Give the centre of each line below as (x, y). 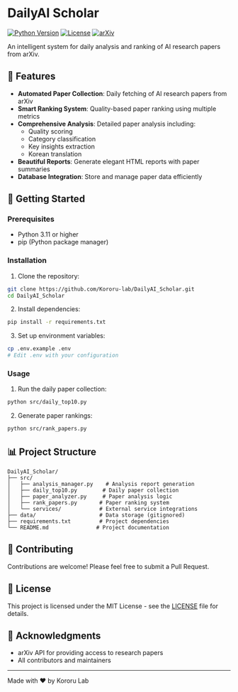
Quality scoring (50, 131)
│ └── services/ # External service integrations (103, 509)
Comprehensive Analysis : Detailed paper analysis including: (107, 124)
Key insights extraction (62, 146)
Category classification (62, 139)
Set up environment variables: (61, 336)
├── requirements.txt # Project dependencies (89, 521)
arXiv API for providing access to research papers (90, 653)
